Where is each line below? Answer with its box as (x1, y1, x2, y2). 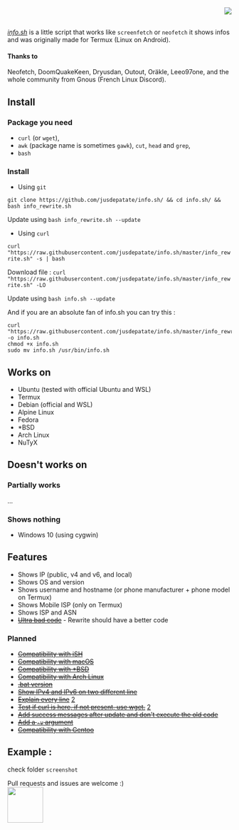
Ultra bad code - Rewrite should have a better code (17, 615, 169, 624)
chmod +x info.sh (7, 340, 59, 348)
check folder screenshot (7, 765, 78, 774)
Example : (7, 746, 52, 759)
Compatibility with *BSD (17, 665, 90, 674)
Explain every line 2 (17, 695, 75, 704)
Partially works (7, 480, 60, 490)
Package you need (7, 117, 73, 127)
